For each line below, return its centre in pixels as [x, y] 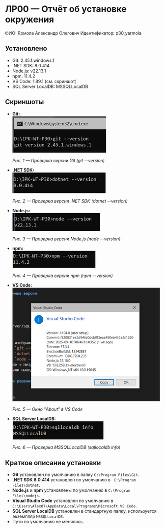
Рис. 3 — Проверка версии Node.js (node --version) [66, 239]
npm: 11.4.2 [24, 76]
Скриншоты [25, 102]
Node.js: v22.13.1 [29, 71]
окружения [29, 19]
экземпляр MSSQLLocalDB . [38, 516]
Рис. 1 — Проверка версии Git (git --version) [58, 160]
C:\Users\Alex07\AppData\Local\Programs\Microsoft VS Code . [74, 506]
